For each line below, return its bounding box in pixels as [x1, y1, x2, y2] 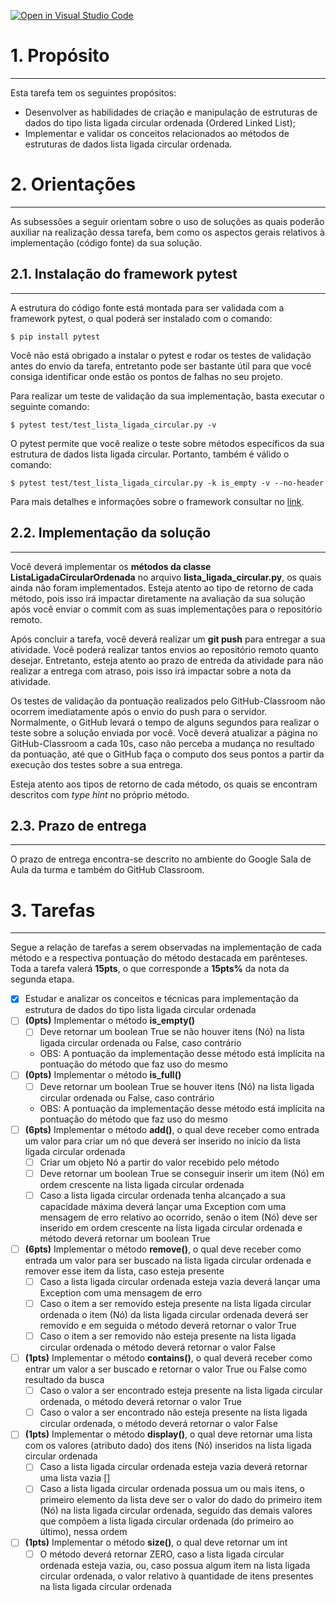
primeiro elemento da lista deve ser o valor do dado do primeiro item [39, 1494, 323, 1506]
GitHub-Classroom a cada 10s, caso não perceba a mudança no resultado [10, 737, 315, 749]
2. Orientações [10, 173, 137, 196]
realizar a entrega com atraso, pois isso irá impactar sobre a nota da [10, 665, 292, 677]
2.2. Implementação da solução [10, 525, 212, 542]
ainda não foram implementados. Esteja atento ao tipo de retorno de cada [10, 581, 314, 594]
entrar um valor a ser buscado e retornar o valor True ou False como [24, 1363, 308, 1375]
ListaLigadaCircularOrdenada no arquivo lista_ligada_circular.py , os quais [10, 571, 322, 583]
